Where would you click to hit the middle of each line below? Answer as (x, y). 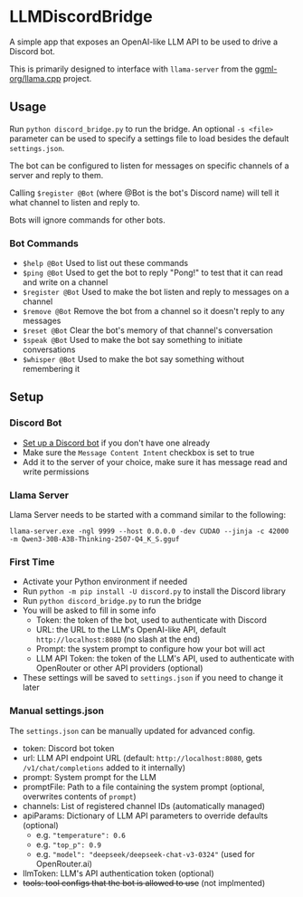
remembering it (51, 369)
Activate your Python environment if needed (105, 582)
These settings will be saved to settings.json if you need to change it (153, 678)
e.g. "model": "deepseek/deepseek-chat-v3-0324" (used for (145, 854)
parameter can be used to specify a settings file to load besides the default (149, 138)
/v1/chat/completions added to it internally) (104, 768)
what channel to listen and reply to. (75, 202)
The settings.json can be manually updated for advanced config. (133, 730)
